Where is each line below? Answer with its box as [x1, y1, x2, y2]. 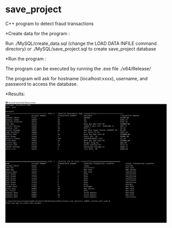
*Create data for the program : [5, 30, 70, 36]
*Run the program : [5, 55, 47, 62]
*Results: [5, 90, 26, 97]
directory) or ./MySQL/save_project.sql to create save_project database [5, 45, 156, 52]
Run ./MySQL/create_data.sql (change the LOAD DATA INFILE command [5, 40, 157, 47]
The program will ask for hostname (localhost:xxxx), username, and [5, 75, 148, 81]
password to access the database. [5, 81, 78, 87]
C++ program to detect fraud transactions [5, 20, 94, 27]
